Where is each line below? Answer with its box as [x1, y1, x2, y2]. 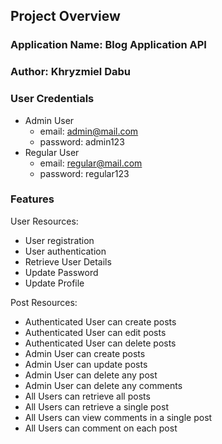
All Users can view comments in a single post [24, 411, 213, 423]
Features [10, 192, 55, 206]
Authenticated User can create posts [24, 315, 177, 328]
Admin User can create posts [24, 347, 146, 359]
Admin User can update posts [24, 358, 148, 370]
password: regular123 [39, 167, 130, 179]
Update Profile [24, 277, 85, 289]
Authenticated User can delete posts [24, 337, 177, 349]
